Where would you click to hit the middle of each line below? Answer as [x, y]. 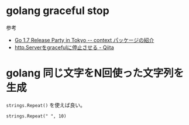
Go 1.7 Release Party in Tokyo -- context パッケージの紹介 [84, 40]
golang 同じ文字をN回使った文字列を [95, 73]
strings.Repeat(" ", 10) [36, 116]
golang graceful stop [58, 11]
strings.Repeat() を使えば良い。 [46, 105]
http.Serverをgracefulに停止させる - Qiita [64, 47]
